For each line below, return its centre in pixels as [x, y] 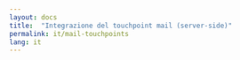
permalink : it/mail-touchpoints [69, 34]
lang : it [25, 42]
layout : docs [33, 17]
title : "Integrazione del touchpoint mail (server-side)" [121, 26]
